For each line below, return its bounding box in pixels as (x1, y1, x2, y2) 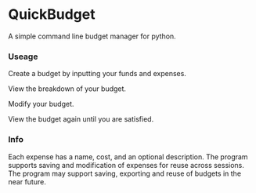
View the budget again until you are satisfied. (8, 115, 154, 124)
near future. (8, 177, 47, 186)
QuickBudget (8, 5, 96, 24)
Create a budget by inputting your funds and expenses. (8, 69, 186, 78)
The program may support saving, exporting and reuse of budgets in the (8, 169, 241, 178)
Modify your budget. (8, 100, 74, 109)
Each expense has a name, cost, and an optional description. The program (8, 151, 248, 162)
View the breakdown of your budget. (8, 84, 127, 93)
